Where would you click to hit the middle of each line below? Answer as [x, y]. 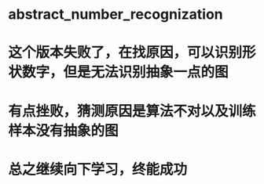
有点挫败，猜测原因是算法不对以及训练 [132, 111]
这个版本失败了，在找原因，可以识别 [125, 53]
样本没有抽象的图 [64, 130]
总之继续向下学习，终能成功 [98, 169]
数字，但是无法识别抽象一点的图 [126, 72]
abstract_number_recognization [116, 14]
